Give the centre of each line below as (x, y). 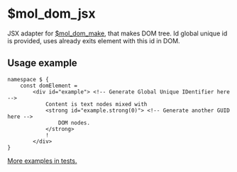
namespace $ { (28, 79)
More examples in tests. (42, 161)
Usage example (43, 63)
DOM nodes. (74, 122)
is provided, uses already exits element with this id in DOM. (94, 40)
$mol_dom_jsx (51, 14)
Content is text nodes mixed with (96, 104)
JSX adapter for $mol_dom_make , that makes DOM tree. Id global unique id (117, 33)
